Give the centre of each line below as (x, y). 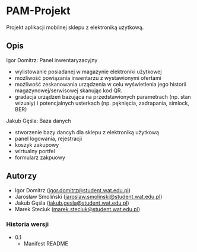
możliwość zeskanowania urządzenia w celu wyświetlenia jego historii (101, 84)
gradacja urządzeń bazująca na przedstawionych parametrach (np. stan (103, 96)
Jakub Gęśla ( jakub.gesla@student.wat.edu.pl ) (72, 203)
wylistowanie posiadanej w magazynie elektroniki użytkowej (88, 72)
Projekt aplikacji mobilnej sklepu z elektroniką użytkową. (75, 27)
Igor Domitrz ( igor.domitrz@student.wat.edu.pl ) (72, 190)
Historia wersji (28, 224)
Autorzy (22, 176)
